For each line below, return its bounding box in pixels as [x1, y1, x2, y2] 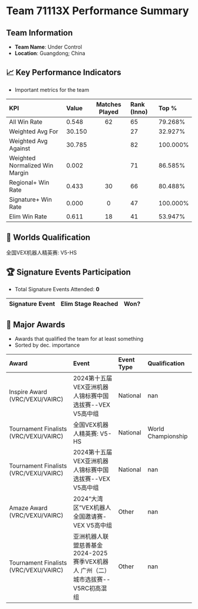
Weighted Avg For [9, 127, 59, 136]
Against [9, 144, 31, 152]
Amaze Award [9, 504, 48, 513]
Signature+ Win [9, 195, 52, 204]
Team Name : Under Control [14, 43, 82, 50]
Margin [9, 169, 29, 177]
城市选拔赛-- [72, 575, 111, 584]
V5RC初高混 [72, 584, 107, 592]
